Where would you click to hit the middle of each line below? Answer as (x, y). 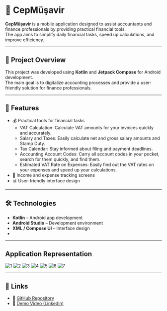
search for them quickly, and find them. (60, 159)
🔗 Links (17, 286)
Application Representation (49, 254)
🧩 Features (22, 108)
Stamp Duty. (33, 143)
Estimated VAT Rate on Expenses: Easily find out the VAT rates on (87, 164)
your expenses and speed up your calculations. (68, 170)
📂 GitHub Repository (33, 298)
